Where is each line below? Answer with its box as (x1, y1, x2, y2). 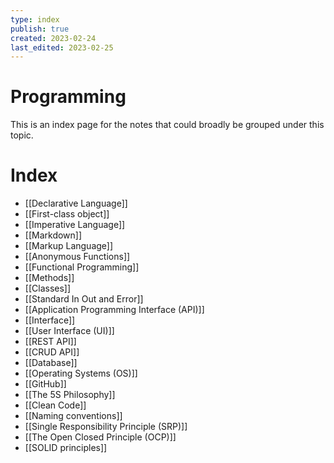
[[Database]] (24, 357, 78, 369)
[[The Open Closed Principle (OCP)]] (24, 431, 177, 443)
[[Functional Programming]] (24, 261, 140, 273)
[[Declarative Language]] (24, 197, 128, 210)
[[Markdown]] (24, 229, 83, 241)
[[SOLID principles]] (24, 442, 108, 454)
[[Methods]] (24, 272, 75, 284)
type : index (10, 14, 60, 25)
